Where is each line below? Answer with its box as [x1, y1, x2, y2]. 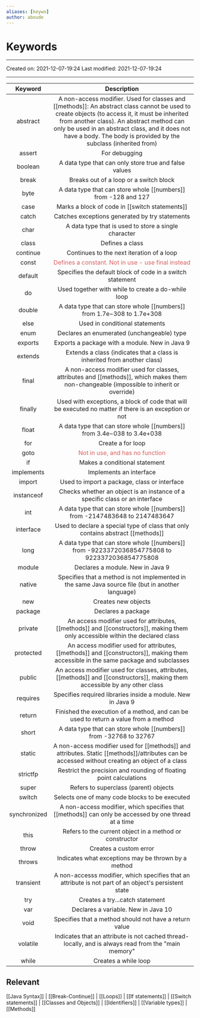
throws [18, 858, 38, 866]
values [112, 166, 132, 174]
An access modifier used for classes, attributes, [55, 666, 189, 674]
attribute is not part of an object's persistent [60, 879, 183, 887]
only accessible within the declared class [64, 632, 180, 640]
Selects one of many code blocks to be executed [54, 793, 190, 801]
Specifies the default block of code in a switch [57, 268, 187, 277]
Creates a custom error [89, 844, 155, 853]
